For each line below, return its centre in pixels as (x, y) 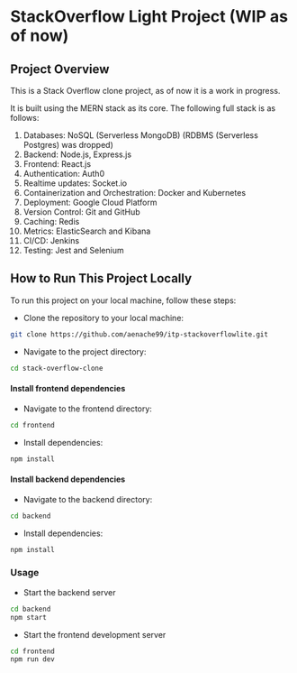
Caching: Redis (51, 221)
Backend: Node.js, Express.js (77, 154)
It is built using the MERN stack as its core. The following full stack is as (143, 108)
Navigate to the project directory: (85, 351)
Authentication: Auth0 (64, 174)
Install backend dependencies (68, 479)
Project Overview (60, 69)
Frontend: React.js (57, 164)
